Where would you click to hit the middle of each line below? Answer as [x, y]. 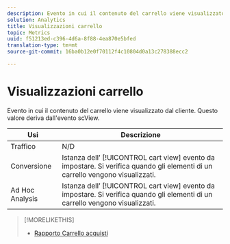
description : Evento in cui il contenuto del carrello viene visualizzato [116, 13]
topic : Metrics [29, 33]
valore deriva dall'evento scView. [53, 118]
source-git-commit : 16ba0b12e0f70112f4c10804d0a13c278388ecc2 [98, 52]
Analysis [24, 198]
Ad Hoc [23, 190]
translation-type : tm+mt [42, 45]
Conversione [31, 166]
